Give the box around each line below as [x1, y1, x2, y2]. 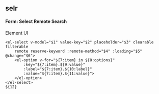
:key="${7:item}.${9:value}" [23, 62, 86, 67]
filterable [5, 44, 29, 49]
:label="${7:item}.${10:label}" [23, 66, 93, 72]
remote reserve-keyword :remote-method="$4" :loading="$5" [14, 49, 143, 54]
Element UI [5, 30, 29, 36]
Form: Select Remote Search [5, 18, 67, 25]
